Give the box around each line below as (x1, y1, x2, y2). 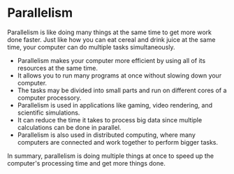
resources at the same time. (17, 64, 98, 72)
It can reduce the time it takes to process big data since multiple (17, 115, 203, 124)
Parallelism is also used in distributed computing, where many (17, 131, 196, 139)
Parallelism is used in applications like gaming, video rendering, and (17, 101, 213, 109)
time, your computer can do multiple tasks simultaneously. (7, 43, 176, 51)
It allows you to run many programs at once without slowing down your (17, 71, 222, 80)
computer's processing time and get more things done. (7, 159, 166, 167)
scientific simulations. (17, 108, 80, 117)
